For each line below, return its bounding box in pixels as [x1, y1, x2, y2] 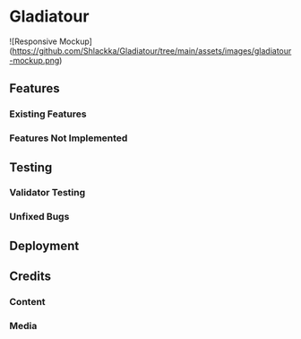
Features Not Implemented [9, 132, 128, 144]
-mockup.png [9, 55, 60, 65]
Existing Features [9, 108, 87, 120]
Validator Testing [9, 187, 86, 199]
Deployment [9, 238, 80, 253]
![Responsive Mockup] [9, 36, 92, 47]
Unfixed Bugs [9, 211, 70, 223]
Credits [9, 269, 52, 284]
